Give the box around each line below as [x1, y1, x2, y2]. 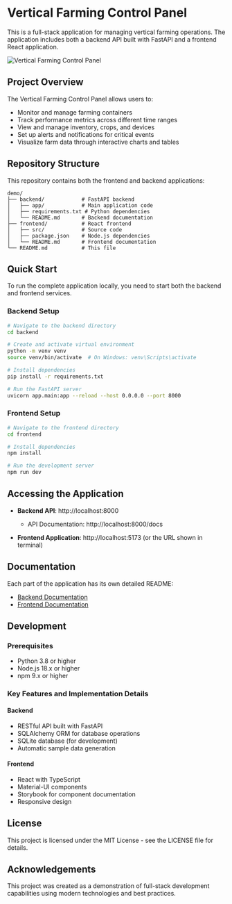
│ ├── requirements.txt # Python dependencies [7, 208, 150, 215]
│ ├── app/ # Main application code [7, 202, 154, 209]
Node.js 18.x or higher [17, 664, 80, 673]
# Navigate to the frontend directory [7, 424, 119, 432]
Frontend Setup [7, 409, 61, 418]
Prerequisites [7, 641, 53, 651]
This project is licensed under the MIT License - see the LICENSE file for [7, 836, 213, 844]
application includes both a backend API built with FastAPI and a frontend [7, 35, 217, 43]
